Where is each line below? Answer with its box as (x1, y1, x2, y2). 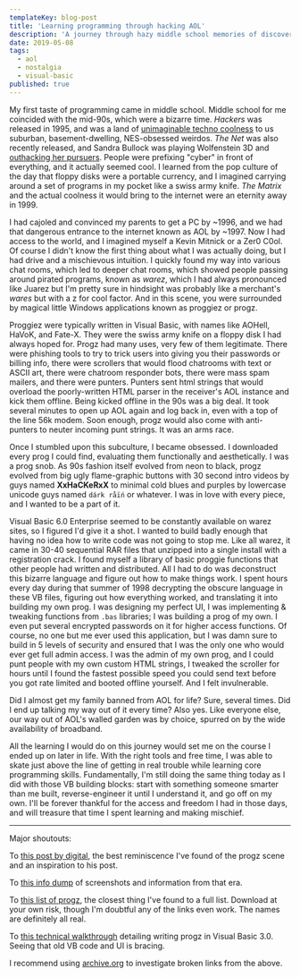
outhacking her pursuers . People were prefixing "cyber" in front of (9, 151, 254, 162)
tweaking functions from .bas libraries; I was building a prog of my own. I (9, 610, 279, 622)
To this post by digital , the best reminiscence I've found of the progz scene (9, 850, 286, 861)
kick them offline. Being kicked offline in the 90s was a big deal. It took (9, 395, 270, 406)
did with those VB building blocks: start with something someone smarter (9, 778, 279, 789)
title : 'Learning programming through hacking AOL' (9, 21, 205, 30)
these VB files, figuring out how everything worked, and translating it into (9, 591, 279, 602)
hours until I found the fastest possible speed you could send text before (9, 667, 277, 678)
